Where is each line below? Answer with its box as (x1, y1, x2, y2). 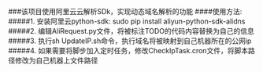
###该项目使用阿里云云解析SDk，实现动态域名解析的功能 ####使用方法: (8, 7, 243, 16)
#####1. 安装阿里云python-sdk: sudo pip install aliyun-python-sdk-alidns (8, 16, 246, 26)
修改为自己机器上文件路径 (14, 56, 98, 65)
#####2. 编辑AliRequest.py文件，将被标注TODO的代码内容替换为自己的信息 (8, 27, 254, 35)
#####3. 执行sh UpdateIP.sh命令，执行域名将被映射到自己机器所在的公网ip (8, 36, 252, 45)
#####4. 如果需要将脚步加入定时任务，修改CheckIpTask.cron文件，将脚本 (8, 46, 249, 55)
